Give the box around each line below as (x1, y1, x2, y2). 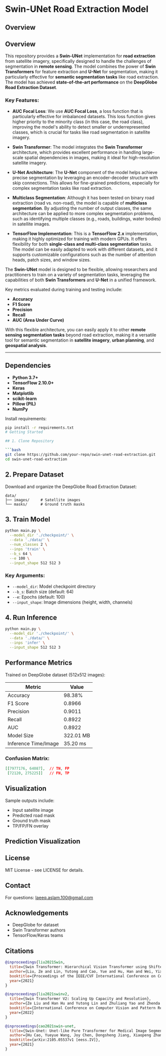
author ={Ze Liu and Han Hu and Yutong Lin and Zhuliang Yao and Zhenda (9, 1001, 161, 1006)
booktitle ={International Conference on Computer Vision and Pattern (9, 1006, 156, 1011)
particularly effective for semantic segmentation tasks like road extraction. (5, 74, 159, 80)
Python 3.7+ (12, 374, 39, 380)
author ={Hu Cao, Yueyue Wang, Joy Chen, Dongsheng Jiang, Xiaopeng (9, 1033, 152, 1038)
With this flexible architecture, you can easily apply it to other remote (5, 326, 146, 332)
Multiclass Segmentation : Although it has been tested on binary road (12, 194, 155, 201)
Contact (5, 881, 31, 890)
